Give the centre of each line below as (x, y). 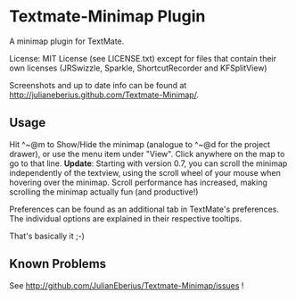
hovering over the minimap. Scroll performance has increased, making (138, 182)
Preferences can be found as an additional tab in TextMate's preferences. (144, 209)
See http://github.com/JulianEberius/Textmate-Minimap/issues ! (127, 285)
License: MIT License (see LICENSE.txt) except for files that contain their (143, 58)
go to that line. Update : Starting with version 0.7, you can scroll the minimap (148, 163)
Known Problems (58, 264)
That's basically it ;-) (47, 236)
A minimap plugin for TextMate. (67, 41)
